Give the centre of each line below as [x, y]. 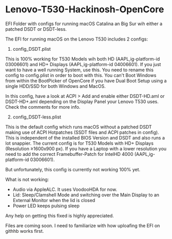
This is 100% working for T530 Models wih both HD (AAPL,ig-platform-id [83, 59]
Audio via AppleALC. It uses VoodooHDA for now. [65, 189]
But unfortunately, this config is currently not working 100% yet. [73, 169]
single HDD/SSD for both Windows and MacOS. [56, 86]
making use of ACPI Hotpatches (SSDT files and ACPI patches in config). [82, 132]
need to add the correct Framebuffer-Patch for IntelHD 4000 [69, 154]
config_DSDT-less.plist [37, 117]
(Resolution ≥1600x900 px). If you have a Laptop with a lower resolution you [86, 148]
